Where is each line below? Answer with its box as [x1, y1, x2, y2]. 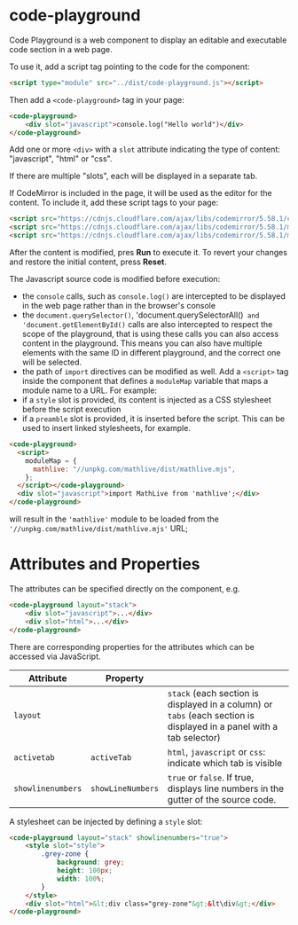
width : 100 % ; [56, 874, 105, 883]
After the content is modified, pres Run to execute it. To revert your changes [9, 247, 288, 258]
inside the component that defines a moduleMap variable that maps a [21, 376, 269, 387]
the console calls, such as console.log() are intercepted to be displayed [21, 291, 286, 302]
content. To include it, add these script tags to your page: [9, 197, 219, 208]
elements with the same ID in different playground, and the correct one [21, 348, 281, 358]
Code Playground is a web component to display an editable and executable [9, 35, 287, 45]
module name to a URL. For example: [21, 385, 158, 396]
